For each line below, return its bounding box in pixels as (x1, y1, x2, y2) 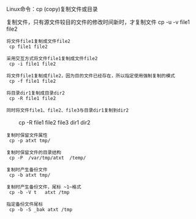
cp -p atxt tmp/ (9, 137, 51, 144)
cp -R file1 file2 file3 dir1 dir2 (18, 119, 91, 126)
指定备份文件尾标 (6, 201, 43, 207)
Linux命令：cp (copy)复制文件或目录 (6, 6, 98, 12)
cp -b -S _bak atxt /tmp (9, 207, 72, 213)
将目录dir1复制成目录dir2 (6, 90, 66, 96)
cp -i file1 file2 (9, 61, 56, 67)
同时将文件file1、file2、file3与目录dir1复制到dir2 (6, 107, 129, 113)
